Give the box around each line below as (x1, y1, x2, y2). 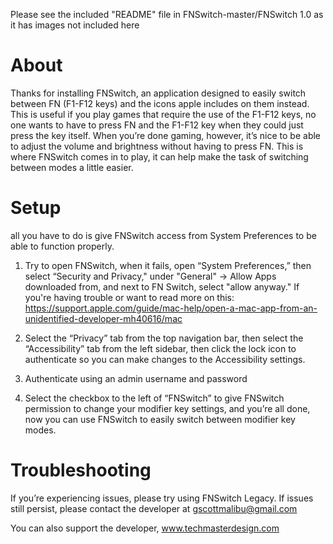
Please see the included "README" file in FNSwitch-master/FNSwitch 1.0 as (10, 9, 324, 20)
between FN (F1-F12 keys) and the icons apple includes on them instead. (10, 97, 310, 109)
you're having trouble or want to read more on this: (24, 291, 235, 303)
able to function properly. (10, 240, 115, 252)
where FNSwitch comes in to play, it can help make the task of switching (10, 150, 309, 163)
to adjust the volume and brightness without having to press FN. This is (10, 140, 304, 152)
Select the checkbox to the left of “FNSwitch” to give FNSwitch (24, 392, 285, 404)
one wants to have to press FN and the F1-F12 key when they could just (10, 119, 304, 131)
